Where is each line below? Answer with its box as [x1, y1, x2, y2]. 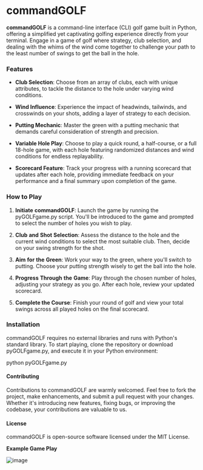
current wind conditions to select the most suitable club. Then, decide [15, 238, 190, 245]
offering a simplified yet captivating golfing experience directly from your [6, 30, 189, 37]
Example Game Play [6, 445, 58, 452]
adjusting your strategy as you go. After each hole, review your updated [15, 280, 195, 288]
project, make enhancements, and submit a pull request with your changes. [6, 393, 195, 400]
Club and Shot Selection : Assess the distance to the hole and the [15, 231, 180, 238]
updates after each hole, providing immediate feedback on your [15, 171, 175, 178]
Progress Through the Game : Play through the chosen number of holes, [15, 274, 197, 282]
